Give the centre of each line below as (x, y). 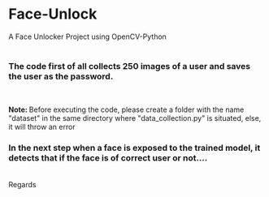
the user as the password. (61, 76)
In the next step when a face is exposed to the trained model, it (134, 148)
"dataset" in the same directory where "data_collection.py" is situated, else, (135, 118)
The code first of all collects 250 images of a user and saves (129, 66)
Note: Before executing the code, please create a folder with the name (126, 109)
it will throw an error (42, 127)
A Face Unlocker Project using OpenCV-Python (87, 36)
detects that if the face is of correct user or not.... (108, 158)
